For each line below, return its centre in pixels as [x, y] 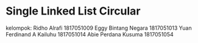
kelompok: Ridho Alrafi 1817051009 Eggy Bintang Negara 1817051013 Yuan [99, 28]
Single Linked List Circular [73, 11]
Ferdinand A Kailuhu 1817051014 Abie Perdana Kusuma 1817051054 [90, 34]
